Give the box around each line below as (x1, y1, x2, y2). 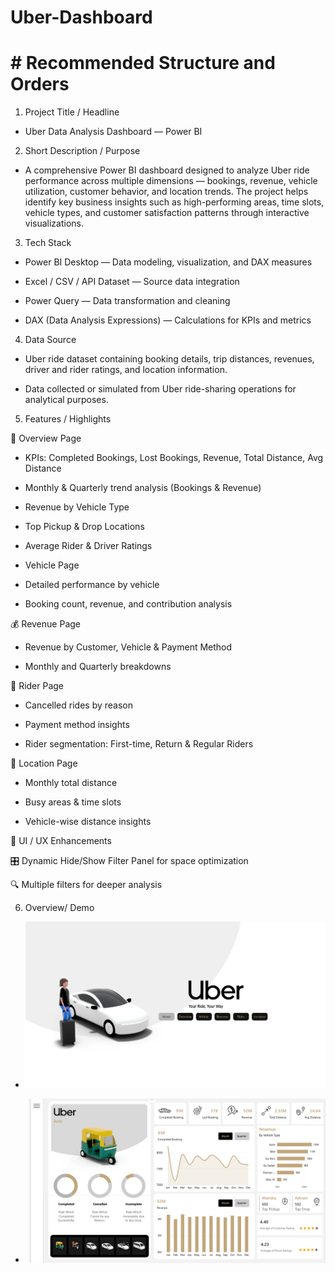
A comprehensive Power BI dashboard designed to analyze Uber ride (24, 164, 310, 176)
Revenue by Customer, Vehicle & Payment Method (24, 641, 233, 653)
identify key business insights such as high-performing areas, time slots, (24, 196, 325, 208)
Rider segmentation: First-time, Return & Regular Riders (24, 738, 254, 750)
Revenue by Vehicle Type (24, 501, 130, 513)
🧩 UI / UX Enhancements (10, 835, 112, 847)
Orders (10, 73, 70, 96)
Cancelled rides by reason (24, 699, 133, 711)
